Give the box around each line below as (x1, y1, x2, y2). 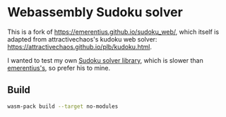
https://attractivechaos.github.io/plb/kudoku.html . (7, 42, 152, 51)
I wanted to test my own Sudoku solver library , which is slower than (7, 56, 203, 64)
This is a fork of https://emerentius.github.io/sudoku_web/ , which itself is (7, 27, 220, 36)
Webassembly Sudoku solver (7, 4, 184, 20)
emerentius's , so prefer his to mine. (7, 63, 111, 72)
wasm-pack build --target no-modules (7, 103, 119, 110)
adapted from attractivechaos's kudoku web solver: (7, 35, 157, 43)
